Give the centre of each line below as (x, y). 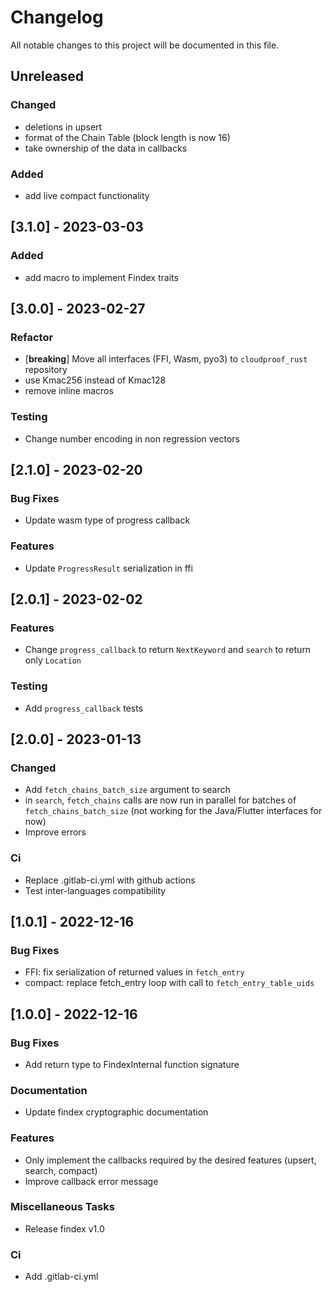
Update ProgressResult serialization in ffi (108, 568)
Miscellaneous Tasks (62, 1207)
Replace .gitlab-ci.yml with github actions (110, 880)
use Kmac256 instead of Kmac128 (95, 380)
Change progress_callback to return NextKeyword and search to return (168, 650)
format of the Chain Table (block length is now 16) (127, 137)
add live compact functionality (87, 195)
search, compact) (61, 1170)
